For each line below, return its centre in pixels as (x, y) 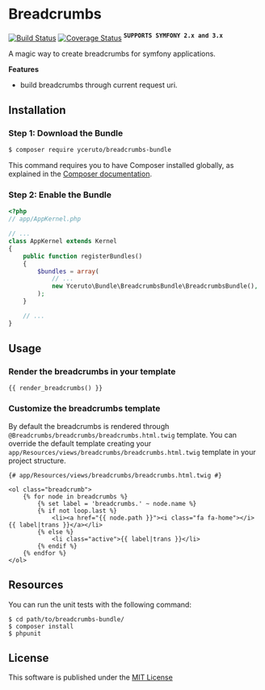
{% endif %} (58, 546)
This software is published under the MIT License (91, 677)
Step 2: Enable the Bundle (60, 195)
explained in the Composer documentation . (80, 174)
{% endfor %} (45, 553)
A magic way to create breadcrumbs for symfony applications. (112, 53)
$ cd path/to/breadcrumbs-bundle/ (67, 619)
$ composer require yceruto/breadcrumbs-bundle (90, 150)
